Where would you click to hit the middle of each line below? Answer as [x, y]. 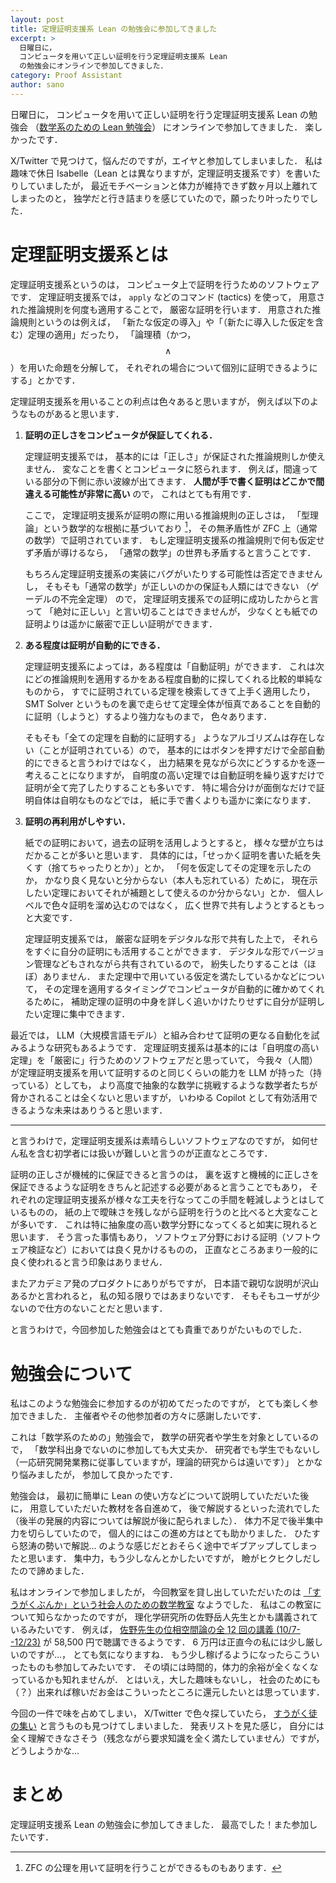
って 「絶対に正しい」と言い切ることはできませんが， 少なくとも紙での [171, 612]
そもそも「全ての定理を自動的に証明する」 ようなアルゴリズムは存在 [166, 738]
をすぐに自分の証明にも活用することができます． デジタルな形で [157, 952]
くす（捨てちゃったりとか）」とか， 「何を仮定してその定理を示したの [168, 868]
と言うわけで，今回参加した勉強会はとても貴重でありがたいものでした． [159, 1330]
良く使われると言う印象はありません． [89, 1262]
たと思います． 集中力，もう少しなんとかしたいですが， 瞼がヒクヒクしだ [161, 1558]
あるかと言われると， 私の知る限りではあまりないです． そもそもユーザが [161, 1296]
